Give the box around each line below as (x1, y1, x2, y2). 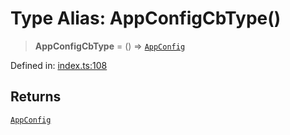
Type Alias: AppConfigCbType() (10, 7, 282, 30)
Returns (10, 88, 62, 106)
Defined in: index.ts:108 (10, 59, 108, 71)
